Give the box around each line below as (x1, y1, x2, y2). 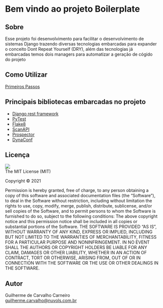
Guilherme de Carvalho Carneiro (5, 292, 70, 298)
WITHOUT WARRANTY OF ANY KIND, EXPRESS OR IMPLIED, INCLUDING (5, 229, 153, 235)
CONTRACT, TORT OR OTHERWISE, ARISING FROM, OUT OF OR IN (5, 255, 141, 261)
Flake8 (12, 121, 26, 127)
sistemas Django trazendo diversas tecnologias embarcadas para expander (5, 41, 157, 47)
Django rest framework (12, 111, 59, 117)
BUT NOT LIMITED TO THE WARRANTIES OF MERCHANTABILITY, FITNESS (5, 234, 157, 240)
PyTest (12, 116, 26, 122)
